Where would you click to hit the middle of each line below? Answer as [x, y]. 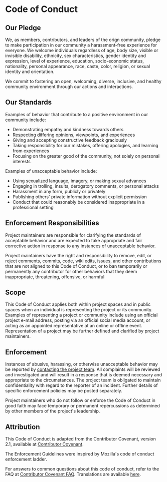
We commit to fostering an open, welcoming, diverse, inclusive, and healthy [83, 81]
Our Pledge [23, 28]
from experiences [31, 151]
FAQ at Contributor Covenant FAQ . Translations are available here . [73, 474]
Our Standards [29, 102]
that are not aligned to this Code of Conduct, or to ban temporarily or [76, 266]
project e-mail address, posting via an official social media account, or [78, 320]
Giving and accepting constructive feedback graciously [69, 140]
